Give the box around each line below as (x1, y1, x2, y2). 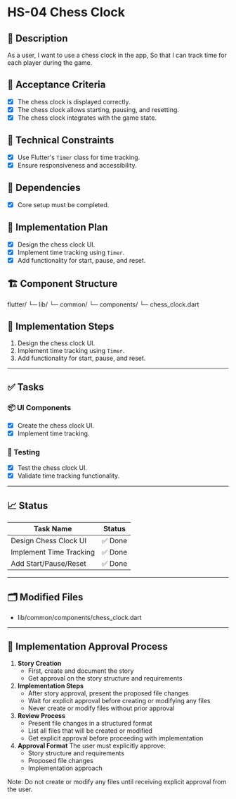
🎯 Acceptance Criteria (7, 79, 106, 91)
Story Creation (17, 659, 62, 668)
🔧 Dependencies (7, 182, 81, 194)
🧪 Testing (7, 447, 41, 457)
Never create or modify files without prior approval (27, 704, 175, 712)
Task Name (34, 524, 72, 534)
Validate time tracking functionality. (17, 471, 120, 480)
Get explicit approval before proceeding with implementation (27, 734, 204, 743)
